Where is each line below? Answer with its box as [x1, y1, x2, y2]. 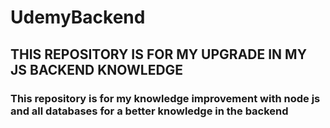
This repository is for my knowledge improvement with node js [10, 91, 321, 105]
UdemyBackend [10, 6, 146, 29]
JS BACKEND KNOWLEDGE [10, 61, 184, 78]
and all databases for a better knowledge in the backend [10, 104, 289, 118]
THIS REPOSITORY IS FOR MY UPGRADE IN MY [10, 46, 308, 63]
